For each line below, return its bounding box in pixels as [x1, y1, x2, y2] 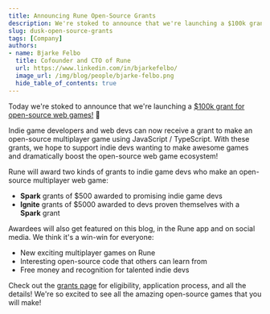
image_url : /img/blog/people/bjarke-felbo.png [15, 72, 174, 80]
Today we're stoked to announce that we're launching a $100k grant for [8, 101, 245, 111]
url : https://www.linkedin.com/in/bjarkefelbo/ [15, 64, 178, 72]
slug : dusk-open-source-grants [8, 27, 113, 35]
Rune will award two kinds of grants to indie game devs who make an [8, 167, 238, 176]
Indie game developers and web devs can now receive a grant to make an [8, 126, 253, 135]
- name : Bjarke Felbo [8, 49, 81, 57]
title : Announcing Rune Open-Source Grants [8, 11, 157, 20]
